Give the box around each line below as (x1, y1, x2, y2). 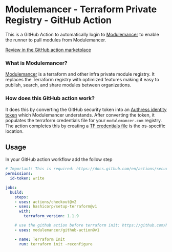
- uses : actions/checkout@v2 (14, 199, 77, 204)
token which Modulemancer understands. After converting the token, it (5, 111, 155, 118)
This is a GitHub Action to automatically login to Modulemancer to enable (5, 31, 160, 37)
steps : (14, 194, 29, 200)
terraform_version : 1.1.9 (24, 214, 79, 219)
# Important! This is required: (5, 166, 74, 172)
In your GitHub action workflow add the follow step (5, 156, 113, 163)
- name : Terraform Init (14, 237, 66, 242)
